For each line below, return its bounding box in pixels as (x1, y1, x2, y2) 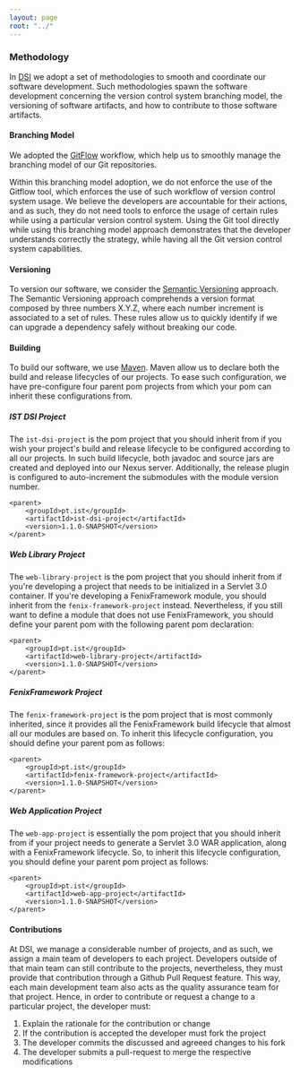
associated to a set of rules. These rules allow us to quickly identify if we (9, 313, 278, 323)
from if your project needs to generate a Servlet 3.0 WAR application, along (9, 838, 287, 848)
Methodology (9, 51, 70, 64)
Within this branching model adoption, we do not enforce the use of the (9, 176, 273, 187)
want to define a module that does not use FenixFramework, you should (9, 610, 274, 621)
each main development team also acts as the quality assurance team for (9, 982, 279, 992)
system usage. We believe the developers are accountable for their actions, (9, 196, 288, 206)
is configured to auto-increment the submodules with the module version (9, 472, 279, 483)
